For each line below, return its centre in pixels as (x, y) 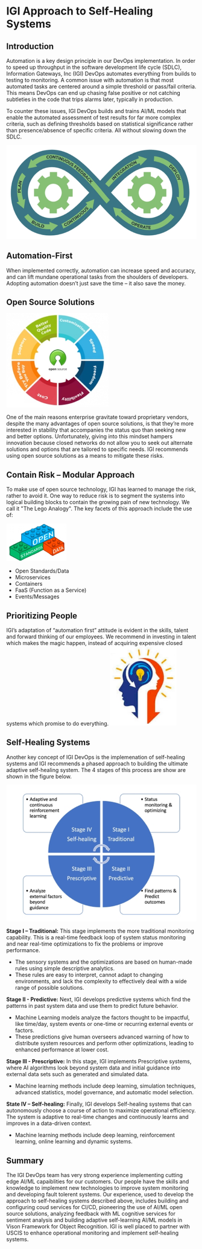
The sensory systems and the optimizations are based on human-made (104, 962)
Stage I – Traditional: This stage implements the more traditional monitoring (100, 931)
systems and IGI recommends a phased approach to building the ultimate (97, 764)
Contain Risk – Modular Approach (71, 475)
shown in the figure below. (39, 776)
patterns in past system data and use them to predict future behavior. (93, 1006)
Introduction (30, 46)
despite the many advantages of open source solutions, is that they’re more (100, 424)
